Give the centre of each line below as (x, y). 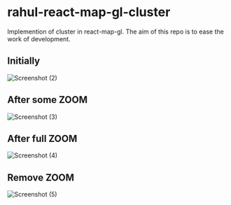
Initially (24, 61)
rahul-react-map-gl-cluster (89, 12)
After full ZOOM (42, 138)
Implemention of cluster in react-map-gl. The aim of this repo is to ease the (115, 31)
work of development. (39, 38)
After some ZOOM (47, 100)
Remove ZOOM (41, 177)
